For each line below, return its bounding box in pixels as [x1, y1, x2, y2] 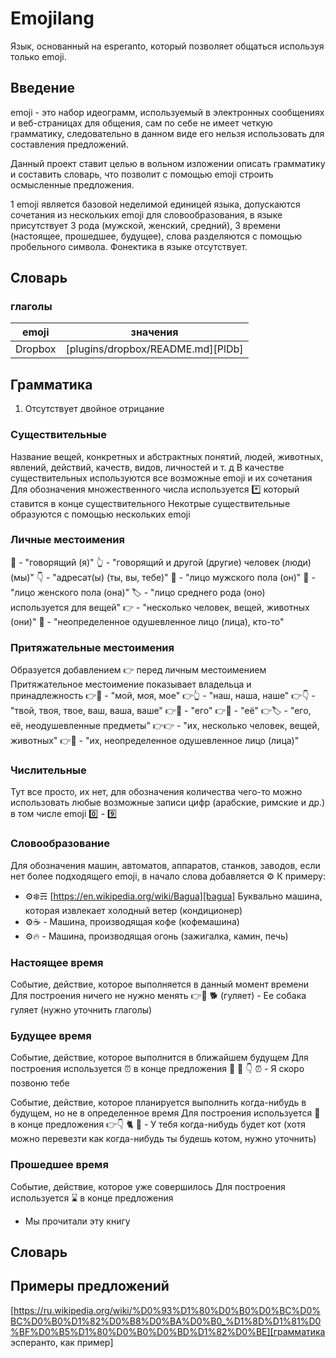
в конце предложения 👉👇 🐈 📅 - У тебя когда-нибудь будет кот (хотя [10, 1118, 307, 1131]
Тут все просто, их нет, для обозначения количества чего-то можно [10, 786, 303, 798]
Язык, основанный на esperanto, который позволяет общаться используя [10, 40, 325, 52]
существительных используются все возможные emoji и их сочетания [10, 472, 313, 484]
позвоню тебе [10, 1077, 70, 1089]
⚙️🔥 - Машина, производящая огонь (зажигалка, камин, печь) [24, 930, 289, 942]
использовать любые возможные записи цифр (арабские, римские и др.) [10, 797, 326, 809]
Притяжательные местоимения [10, 640, 175, 654]
